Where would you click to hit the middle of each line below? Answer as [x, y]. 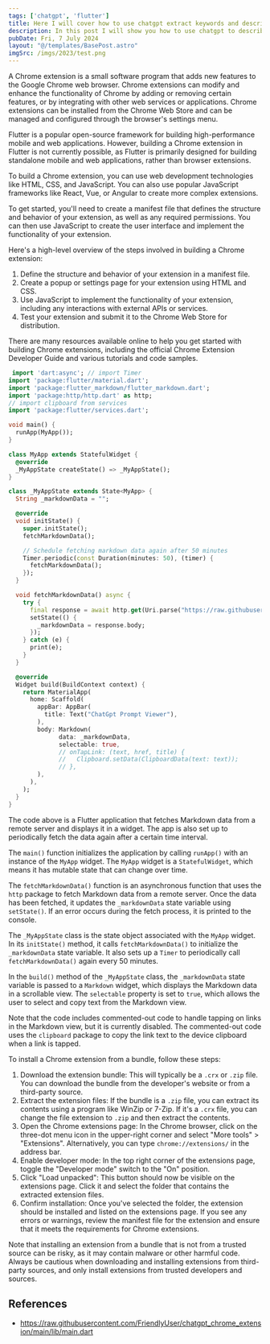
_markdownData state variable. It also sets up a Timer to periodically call [125, 952]
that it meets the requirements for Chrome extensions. [109, 1229]
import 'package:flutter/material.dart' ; [79, 380]
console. [23, 919]
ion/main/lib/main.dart [57, 1332]
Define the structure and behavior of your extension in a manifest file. [135, 274]
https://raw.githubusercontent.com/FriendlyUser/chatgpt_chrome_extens [141, 1323]
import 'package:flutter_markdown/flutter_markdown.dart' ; [109, 388]
